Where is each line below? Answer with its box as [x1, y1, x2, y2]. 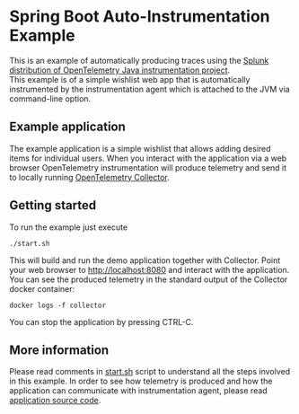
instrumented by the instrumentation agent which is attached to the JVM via [9, 84, 290, 94]
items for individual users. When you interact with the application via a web [9, 153, 287, 163]
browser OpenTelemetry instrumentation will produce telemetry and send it [9, 162, 287, 172]
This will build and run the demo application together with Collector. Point [9, 254, 281, 266]
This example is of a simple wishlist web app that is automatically [9, 74, 251, 84]
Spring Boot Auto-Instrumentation [9, 6, 271, 27]
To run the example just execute [9, 222, 128, 233]
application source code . [9, 395, 101, 406]
